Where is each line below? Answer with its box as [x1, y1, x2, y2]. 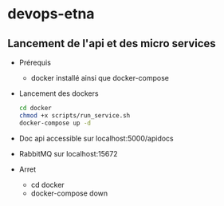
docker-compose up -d [18, 119, 91, 127]
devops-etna [7, 5, 95, 23]
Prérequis [18, 57, 51, 67]
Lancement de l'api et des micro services [7, 37, 216, 50]
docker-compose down [30, 188, 108, 198]
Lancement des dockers [18, 89, 99, 98]
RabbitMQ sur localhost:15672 [18, 149, 118, 158]
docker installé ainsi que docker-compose [30, 73, 169, 82]
